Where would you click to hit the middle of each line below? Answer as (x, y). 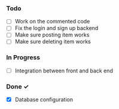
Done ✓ (18, 86)
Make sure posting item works (52, 35)
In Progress (23, 57)
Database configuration (44, 99)
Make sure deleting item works (53, 42)
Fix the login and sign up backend (57, 28)
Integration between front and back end (64, 71)
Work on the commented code (52, 22)
